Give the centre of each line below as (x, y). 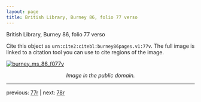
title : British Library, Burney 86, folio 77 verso (72, 17)
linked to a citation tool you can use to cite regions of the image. (85, 52)
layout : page (22, 12)
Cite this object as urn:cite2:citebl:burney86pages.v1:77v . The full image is (100, 46)
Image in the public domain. (100, 75)
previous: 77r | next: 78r (36, 92)
